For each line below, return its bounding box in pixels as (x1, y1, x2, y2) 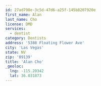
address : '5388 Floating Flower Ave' (5, 40, 85, 46)
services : (5, 26, 26, 31)
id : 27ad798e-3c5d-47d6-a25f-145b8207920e (5, 7, 96, 13)
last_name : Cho (5, 17, 37, 22)
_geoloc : (5, 64, 24, 69)
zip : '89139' (5, 54, 33, 60)
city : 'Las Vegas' (5, 45, 44, 50)
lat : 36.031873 (10, 73, 42, 78)
